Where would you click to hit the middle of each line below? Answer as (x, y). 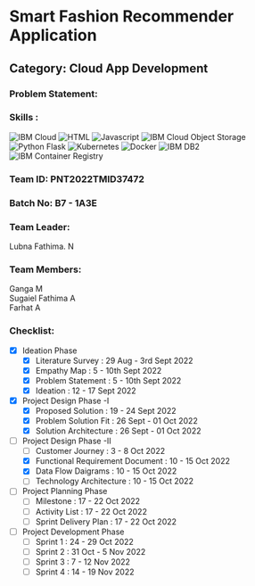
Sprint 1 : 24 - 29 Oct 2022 (84, 541)
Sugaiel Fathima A (42, 298)
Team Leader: (40, 227)
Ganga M (26, 289)
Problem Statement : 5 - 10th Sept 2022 (108, 380)
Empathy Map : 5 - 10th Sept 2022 (99, 370)
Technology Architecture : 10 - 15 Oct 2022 (115, 481)
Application (53, 35)
